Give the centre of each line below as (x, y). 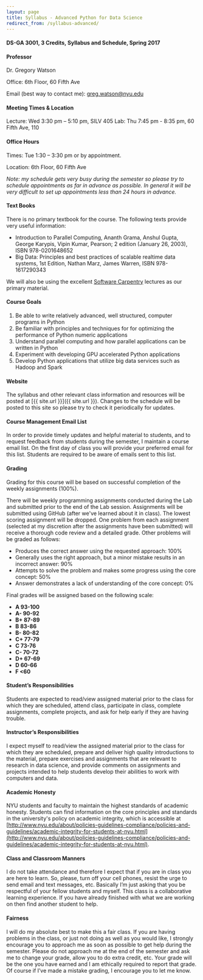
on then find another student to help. (52, 904)
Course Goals (24, 302)
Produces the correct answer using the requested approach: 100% (98, 551)
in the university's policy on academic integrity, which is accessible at (94, 819)
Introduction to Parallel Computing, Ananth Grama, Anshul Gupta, (97, 237)
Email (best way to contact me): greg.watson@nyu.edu (75, 94)
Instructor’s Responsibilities (43, 732)
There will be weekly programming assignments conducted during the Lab (99, 500)
